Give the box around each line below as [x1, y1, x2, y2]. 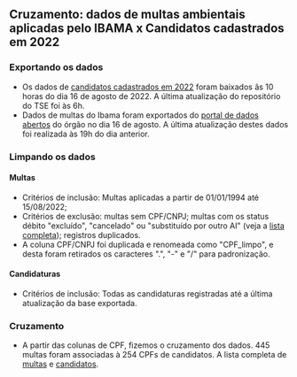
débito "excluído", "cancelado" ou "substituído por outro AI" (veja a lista [21, 220, 285, 231]
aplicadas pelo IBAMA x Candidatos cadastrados [9, 21, 285, 36]
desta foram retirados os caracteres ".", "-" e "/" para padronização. [21, 248, 270, 259]
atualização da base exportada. [21, 298, 137, 309]
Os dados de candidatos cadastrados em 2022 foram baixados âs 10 [21, 81, 274, 92]
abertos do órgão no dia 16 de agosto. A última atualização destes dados [21, 119, 289, 129]
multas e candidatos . [21, 358, 99, 370]
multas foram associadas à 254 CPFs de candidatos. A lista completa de [21, 350, 287, 360]
